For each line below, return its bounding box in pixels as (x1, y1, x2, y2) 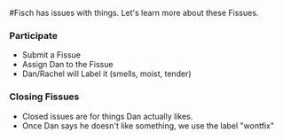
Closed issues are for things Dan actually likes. (21, 111, 193, 121)
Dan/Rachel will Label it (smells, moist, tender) (21, 68, 193, 79)
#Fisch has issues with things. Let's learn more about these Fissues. (9, 8, 259, 18)
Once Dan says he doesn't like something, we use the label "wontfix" (21, 120, 275, 131)
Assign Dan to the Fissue (21, 59, 114, 70)
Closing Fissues (9, 90, 80, 103)
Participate (9, 29, 58, 42)
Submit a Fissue (21, 50, 82, 60)
